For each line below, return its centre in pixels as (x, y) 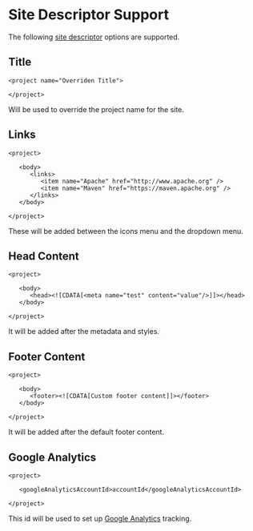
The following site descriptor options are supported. (94, 37)
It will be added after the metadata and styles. (84, 332)
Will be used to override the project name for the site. (96, 109)
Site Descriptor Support (89, 15)
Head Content (44, 256)
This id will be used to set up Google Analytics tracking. (100, 519)
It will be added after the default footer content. (86, 432)
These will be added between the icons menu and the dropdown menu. (126, 231)
